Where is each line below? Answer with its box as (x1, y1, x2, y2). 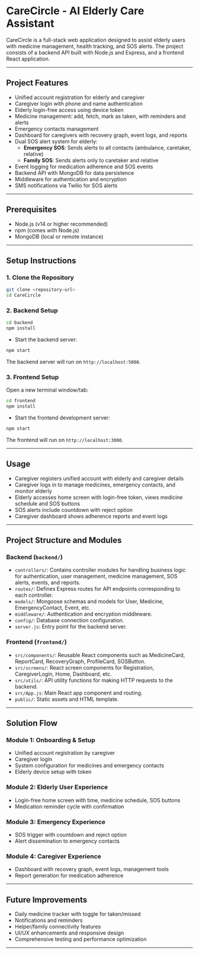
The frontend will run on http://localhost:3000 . (6, 436, 124, 443)
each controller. (14, 591, 53, 599)
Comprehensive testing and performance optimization (14, 936, 147, 943)
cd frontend (6, 398, 36, 404)
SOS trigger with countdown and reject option (14, 831, 127, 838)
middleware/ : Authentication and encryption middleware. (14, 610, 153, 617)
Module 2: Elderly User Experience (6, 783, 108, 792)
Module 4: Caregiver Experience (6, 852, 102, 860)
